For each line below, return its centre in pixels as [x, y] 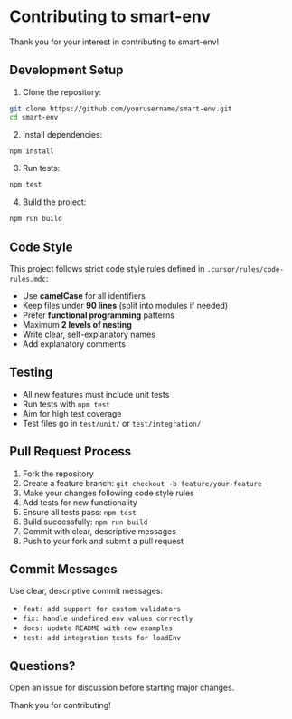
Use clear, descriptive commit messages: [86, 591]
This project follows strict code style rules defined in [107, 268]
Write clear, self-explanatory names [89, 334]
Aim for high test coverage [72, 413]
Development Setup [66, 70]
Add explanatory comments [74, 344]
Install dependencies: [62, 134]
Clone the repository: [62, 91]
